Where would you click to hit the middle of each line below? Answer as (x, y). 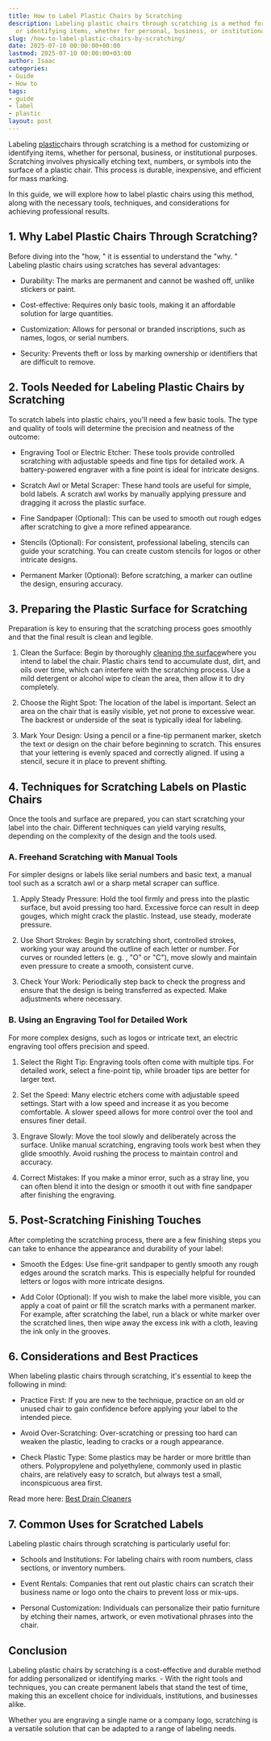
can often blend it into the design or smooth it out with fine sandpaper (136, 1186)
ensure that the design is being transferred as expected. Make (123, 991)
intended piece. (46, 1418)
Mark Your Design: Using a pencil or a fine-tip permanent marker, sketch (141, 736)
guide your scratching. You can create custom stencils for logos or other (140, 551)
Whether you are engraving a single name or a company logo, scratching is (133, 1720)
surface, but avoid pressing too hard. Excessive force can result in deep (140, 907)
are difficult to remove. (58, 361)
